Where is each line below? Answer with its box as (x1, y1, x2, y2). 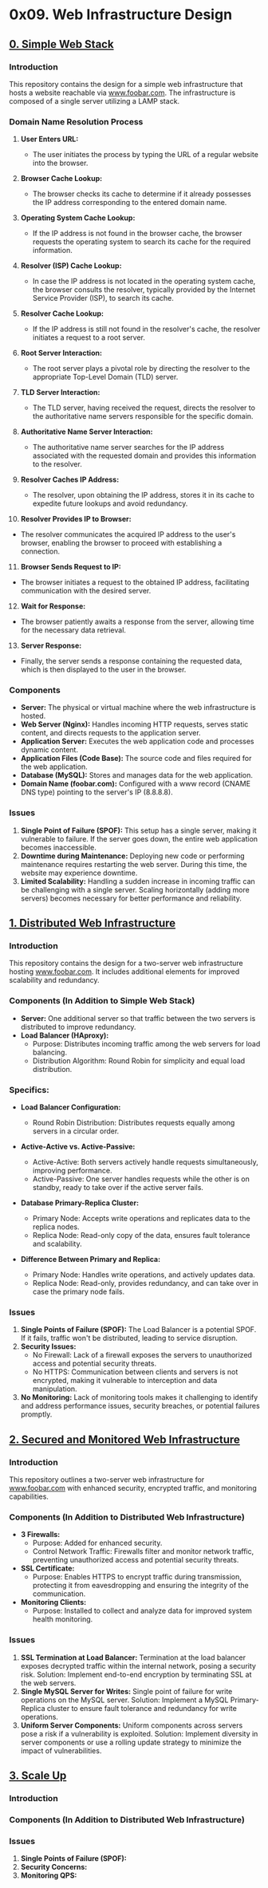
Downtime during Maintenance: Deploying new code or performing (20, 851, 246, 861)
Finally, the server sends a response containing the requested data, (20, 656, 242, 666)
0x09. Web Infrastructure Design (9, 6, 233, 24)
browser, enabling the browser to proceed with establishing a (20, 538, 223, 548)
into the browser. (32, 158, 89, 168)
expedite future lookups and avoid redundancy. (32, 499, 188, 508)
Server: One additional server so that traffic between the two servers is (20, 1013, 256, 1023)
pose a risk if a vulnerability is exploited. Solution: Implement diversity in (20, 1728, 258, 1738)
